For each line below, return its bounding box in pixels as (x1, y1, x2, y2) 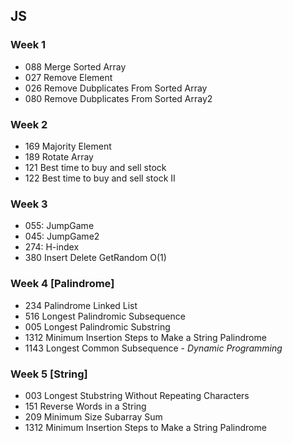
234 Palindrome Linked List (24, 299, 138, 311)
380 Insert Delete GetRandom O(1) (24, 252, 167, 264)
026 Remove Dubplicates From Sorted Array (24, 82, 208, 94)
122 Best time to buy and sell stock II (24, 172, 176, 184)
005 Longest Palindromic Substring (24, 320, 171, 333)
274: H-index (24, 241, 80, 253)
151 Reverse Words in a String (24, 400, 147, 412)
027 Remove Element (24, 71, 113, 83)
